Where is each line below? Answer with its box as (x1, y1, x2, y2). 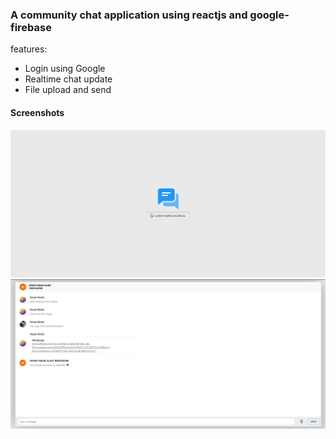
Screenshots (10, 106, 65, 118)
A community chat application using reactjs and (10, 8, 248, 22)
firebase (10, 20, 52, 34)
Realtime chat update (24, 73, 113, 85)
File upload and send (24, 84, 112, 96)
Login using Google (24, 63, 106, 75)
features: (10, 43, 48, 55)
